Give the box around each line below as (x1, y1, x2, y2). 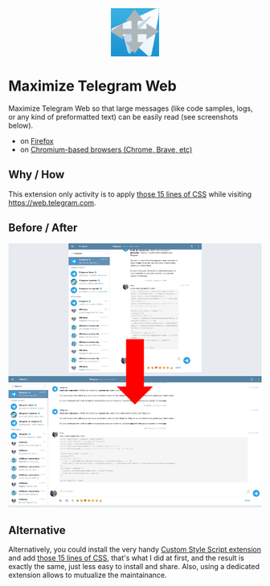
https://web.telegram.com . (8, 197, 96, 207)
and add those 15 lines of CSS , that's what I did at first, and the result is (8, 553, 245, 563)
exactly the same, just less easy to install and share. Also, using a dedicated (8, 562, 260, 572)
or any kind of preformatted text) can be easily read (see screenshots (8, 112, 239, 121)
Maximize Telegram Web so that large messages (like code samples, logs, (8, 104, 253, 113)
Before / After (8, 221, 78, 235)
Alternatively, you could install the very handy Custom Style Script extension (8, 545, 261, 555)
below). (8, 120, 34, 130)
